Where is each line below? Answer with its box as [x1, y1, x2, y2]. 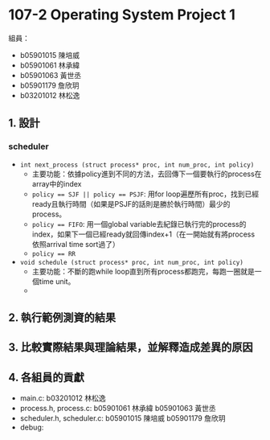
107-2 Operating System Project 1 [8, 6, 235, 24]
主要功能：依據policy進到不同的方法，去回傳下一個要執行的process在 [31, 169, 262, 179]
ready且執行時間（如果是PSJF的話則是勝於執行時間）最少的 [31, 199, 231, 208]
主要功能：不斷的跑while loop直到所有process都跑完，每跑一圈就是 [31, 266, 255, 276]
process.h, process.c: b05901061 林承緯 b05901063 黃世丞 [19, 404, 216, 413]
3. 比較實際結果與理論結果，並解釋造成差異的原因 [8, 340, 253, 355]
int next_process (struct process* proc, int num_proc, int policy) [19, 161, 255, 169]
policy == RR [31, 249, 76, 258]
